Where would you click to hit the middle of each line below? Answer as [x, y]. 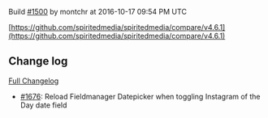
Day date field [43, 105]
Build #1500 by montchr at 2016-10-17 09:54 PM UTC [97, 12]
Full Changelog [34, 81]
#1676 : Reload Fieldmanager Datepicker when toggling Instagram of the [140, 96]
